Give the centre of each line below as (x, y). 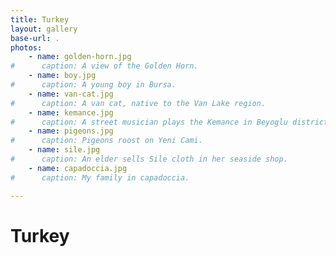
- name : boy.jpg (62, 76)
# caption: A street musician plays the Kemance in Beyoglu (149, 122)
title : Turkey (40, 19)
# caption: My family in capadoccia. (100, 177)
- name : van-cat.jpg (71, 94)
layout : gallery (44, 29)
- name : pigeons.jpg (71, 131)
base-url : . (35, 38)
